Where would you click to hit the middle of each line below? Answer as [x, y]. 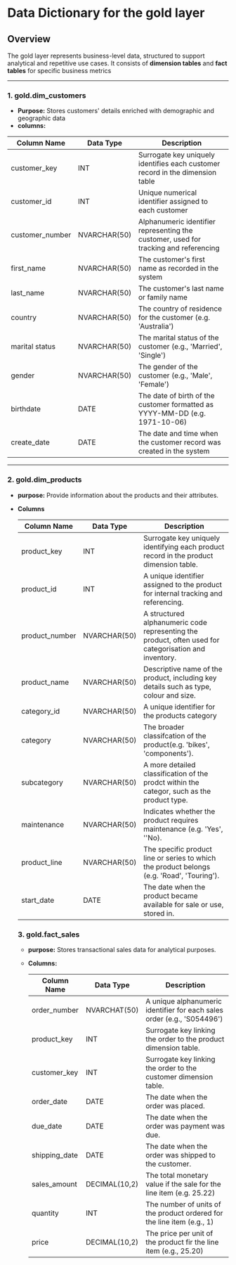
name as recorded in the [178, 269]
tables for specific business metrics [59, 71]
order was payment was [185, 1126]
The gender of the [168, 367]
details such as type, [178, 686]
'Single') [152, 355]
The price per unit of [179, 1233]
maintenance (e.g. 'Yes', [183, 829]
